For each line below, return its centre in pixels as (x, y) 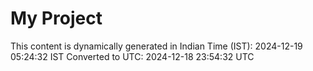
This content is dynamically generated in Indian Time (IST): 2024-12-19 (156, 46)
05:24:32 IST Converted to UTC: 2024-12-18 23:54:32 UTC (132, 56)
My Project (56, 18)
